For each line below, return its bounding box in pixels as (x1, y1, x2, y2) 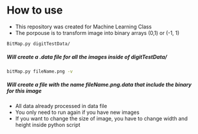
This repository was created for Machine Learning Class (15, 23, 152, 30)
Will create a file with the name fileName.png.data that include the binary (6, 81, 192, 89)
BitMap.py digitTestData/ (6, 41, 70, 47)
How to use (6, 4, 63, 17)
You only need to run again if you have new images (15, 109, 140, 116)
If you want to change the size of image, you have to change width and (15, 115, 188, 122)
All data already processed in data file (15, 102, 108, 109)
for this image (6, 87, 42, 94)
